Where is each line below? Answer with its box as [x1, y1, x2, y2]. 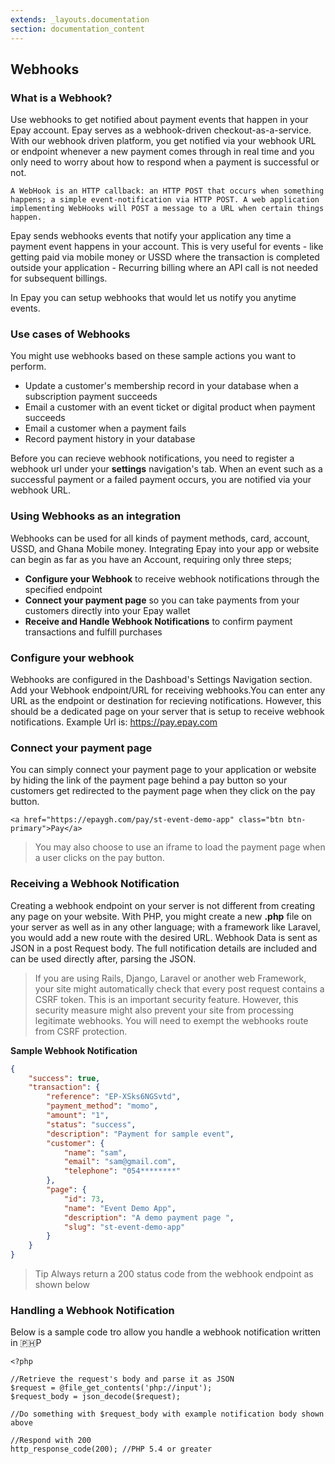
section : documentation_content [10, 24, 145, 34]
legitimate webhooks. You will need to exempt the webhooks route [34, 1014, 309, 1026]
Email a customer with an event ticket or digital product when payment [24, 401, 316, 413]
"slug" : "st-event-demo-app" [63, 1222, 186, 1232]
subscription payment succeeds [24, 391, 158, 403]
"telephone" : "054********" [63, 1166, 182, 1176]
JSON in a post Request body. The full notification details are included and [10, 942, 318, 954]
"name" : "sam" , [63, 1147, 128, 1158]
